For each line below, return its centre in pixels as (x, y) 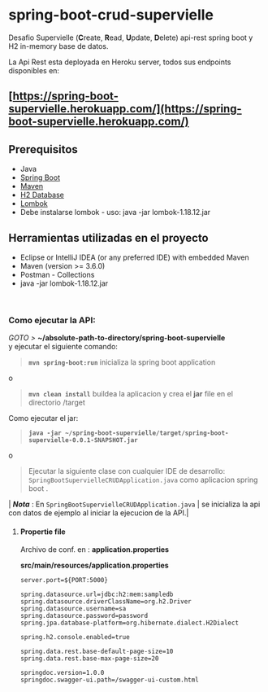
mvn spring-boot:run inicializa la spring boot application (122, 362)
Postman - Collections (57, 274)
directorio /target (56, 403)
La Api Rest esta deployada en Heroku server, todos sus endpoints (120, 62)
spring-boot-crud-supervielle (111, 15)
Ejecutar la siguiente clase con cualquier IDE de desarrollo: (127, 471)
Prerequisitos (43, 149)
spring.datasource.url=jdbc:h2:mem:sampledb (97, 595)
